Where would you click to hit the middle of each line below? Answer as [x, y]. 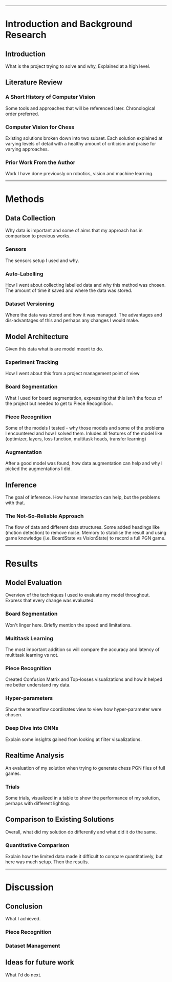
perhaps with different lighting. [38, 803]
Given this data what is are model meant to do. [54, 349]
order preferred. [22, 114]
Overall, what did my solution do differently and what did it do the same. [81, 832]
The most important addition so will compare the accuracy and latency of [82, 649]
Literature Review [34, 82]
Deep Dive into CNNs [32, 728]
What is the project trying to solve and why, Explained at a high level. [78, 66]
